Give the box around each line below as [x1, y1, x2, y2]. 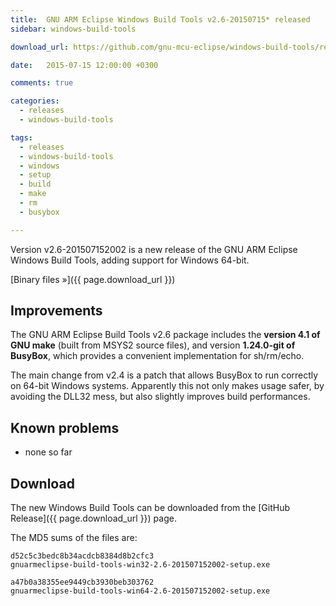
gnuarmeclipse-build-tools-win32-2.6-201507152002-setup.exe [10, 560, 271, 570]
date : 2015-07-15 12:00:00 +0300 [10, 60, 159, 70]
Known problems [10, 419, 120, 436]
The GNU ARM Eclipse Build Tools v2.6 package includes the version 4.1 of [10, 329, 321, 341]
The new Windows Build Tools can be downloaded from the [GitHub [10, 502, 291, 514]
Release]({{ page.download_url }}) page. [10, 512, 177, 525]
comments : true [10, 78, 74, 88]
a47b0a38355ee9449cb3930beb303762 [10, 577, 155, 588]
